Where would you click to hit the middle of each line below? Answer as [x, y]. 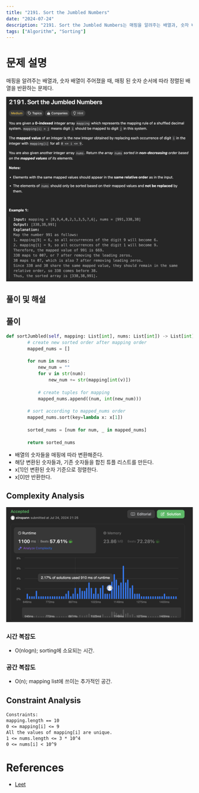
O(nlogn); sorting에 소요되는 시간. [54, 650]
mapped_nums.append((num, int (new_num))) [90, 399]
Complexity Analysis [45, 496]
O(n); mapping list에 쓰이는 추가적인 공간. [63, 681]
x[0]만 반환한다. [33, 477]
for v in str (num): [62, 374]
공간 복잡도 [21, 667]
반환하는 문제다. [35, 88]
